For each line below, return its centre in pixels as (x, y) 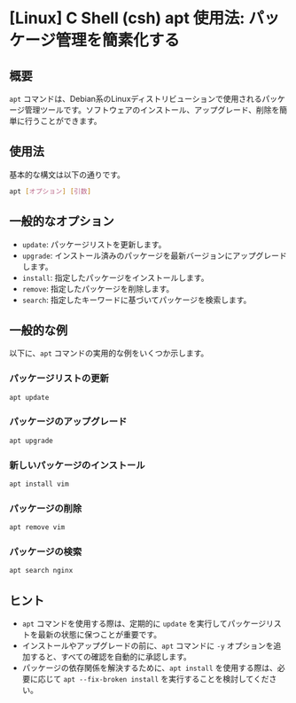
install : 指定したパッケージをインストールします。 (115, 277)
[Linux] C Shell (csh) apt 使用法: (127, 18)
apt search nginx (41, 571)
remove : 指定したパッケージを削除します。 (98, 288)
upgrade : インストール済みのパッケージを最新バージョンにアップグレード (155, 255)
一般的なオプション (62, 221)
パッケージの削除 (46, 508)
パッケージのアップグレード (68, 422)
